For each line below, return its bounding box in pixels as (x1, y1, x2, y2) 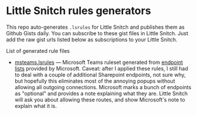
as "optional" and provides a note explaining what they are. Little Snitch (14, 90, 188, 97)
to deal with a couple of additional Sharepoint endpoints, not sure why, (14, 71, 186, 78)
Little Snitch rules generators (6, 4, 151, 18)
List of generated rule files (6, 47, 70, 54)
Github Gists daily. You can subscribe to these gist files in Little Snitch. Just (6, 29, 189, 36)
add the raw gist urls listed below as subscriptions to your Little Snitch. (6, 36, 178, 43)
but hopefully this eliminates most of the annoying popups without (14, 77, 175, 84)
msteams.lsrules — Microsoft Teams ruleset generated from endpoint (14, 59, 183, 66)
